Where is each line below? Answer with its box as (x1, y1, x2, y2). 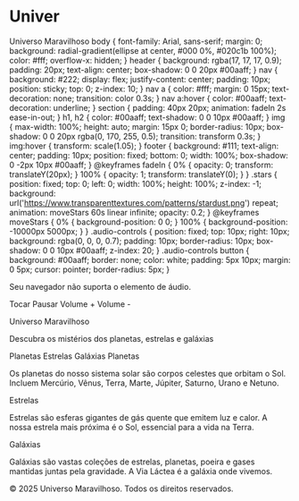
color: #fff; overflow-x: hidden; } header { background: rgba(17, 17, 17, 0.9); (9, 55, 283, 65)
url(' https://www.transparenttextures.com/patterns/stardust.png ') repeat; (9, 197, 278, 208)
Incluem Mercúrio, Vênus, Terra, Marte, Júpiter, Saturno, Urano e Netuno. (9, 378, 279, 388)
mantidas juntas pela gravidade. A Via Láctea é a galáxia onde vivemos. (9, 465, 273, 476)
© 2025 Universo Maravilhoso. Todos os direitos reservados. (9, 483, 234, 494)
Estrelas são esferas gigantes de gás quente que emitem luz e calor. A (9, 412, 268, 422)
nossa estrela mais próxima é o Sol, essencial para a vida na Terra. (9, 421, 254, 432)
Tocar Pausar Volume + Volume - (9, 298, 131, 310)
